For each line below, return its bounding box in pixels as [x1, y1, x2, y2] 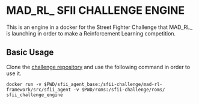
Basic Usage [6, 47, 54, 58]
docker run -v [6, 81, 42, 87]
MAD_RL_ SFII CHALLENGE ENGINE [6, 4, 185, 17]
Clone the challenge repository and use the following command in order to [6, 63, 191, 70]
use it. [6, 70, 22, 77]
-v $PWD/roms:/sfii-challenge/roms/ [73, 87, 165, 93]
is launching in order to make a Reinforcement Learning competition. [6, 29, 176, 37]
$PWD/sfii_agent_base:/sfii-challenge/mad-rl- [44, 81, 163, 87]
